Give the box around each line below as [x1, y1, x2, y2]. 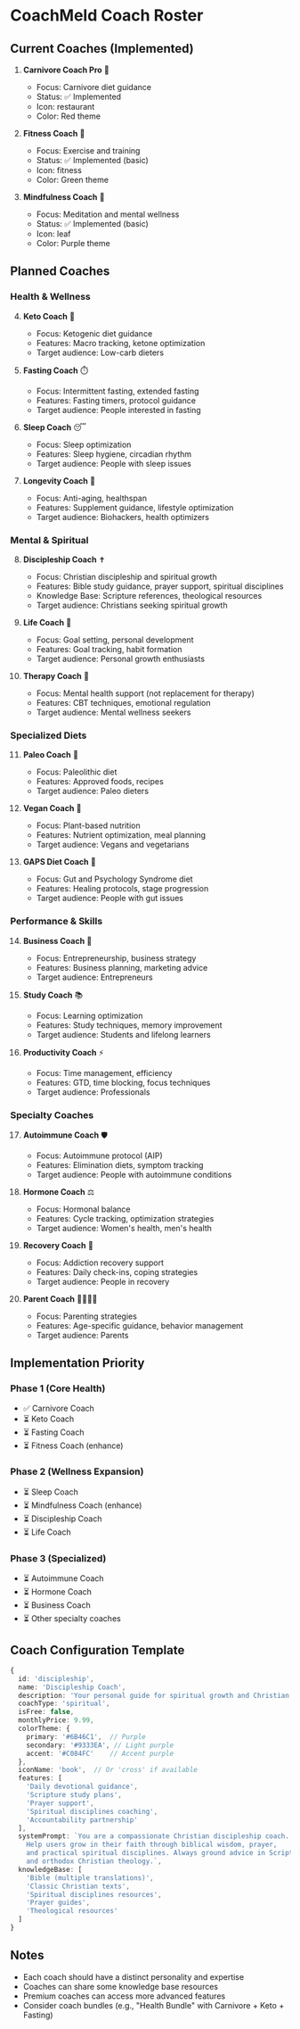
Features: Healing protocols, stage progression [36, 883, 209, 894]
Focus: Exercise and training [36, 145, 141, 156]
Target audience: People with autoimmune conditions [36, 1169, 232, 1180]
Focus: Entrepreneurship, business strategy [36, 952, 197, 964]
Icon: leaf [36, 228, 71, 239]
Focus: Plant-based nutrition [36, 820, 141, 831]
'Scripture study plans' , [26, 1791, 123, 1800]
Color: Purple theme [36, 238, 110, 248]
